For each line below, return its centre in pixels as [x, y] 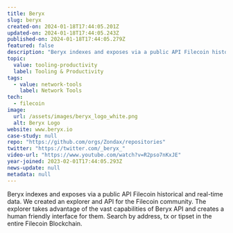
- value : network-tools [48, 84]
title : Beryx [26, 13]
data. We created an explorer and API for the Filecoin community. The [107, 201]
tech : [15, 97]
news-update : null [34, 168]
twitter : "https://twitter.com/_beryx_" [67, 149]
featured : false [31, 46]
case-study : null [32, 136]
